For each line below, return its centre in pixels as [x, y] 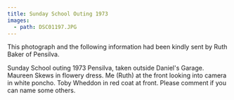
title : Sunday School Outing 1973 [58, 14]
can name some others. [41, 90]
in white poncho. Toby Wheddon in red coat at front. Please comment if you [117, 83]
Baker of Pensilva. [33, 54]
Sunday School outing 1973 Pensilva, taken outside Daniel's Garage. [106, 68]
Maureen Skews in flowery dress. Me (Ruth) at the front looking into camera [117, 75]
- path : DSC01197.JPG [45, 27]
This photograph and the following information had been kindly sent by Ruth [117, 47]
